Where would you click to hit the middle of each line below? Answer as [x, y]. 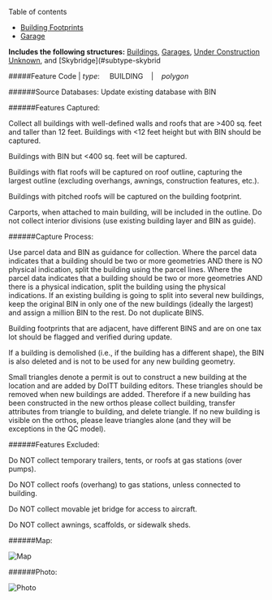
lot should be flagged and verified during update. [91, 337]
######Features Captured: [54, 108]
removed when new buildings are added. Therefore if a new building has [130, 394]
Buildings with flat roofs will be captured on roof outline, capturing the [125, 172]
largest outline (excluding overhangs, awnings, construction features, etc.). [134, 181]
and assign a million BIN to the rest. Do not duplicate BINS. [106, 313]
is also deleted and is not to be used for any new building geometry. [122, 361]
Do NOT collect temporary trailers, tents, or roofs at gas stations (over [125, 460]
